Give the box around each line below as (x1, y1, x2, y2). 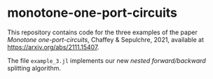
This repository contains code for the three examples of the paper (7, 28, 198, 36)
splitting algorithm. (7, 64, 62, 72)
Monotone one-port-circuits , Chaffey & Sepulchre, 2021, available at (7, 35, 205, 43)
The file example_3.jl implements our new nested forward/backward (7, 56, 207, 64)
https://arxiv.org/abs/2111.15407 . (7, 43, 99, 51)
